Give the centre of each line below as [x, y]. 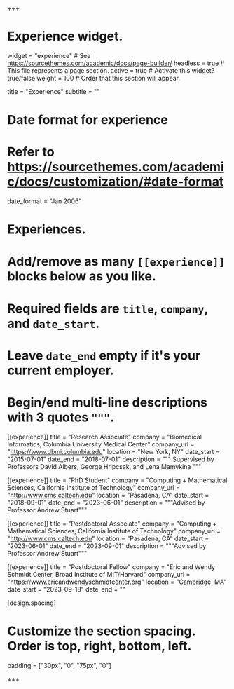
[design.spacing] [32, 603]
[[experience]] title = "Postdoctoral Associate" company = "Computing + [112, 524]
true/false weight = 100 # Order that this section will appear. [94, 78]
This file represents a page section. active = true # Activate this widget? [111, 70]
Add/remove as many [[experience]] [116, 262]
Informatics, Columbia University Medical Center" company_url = [101, 444]
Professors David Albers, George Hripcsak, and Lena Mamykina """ [104, 466]
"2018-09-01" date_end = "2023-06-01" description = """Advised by [106, 503]
